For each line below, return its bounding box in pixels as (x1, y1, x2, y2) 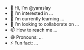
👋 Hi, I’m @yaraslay (10, 5, 51, 11)
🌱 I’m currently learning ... (10, 16, 65, 21)
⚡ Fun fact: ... (10, 40, 38, 46)
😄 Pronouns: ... (10, 34, 43, 40)
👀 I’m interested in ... (10, 10, 53, 16)
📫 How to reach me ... (10, 27, 58, 33)
